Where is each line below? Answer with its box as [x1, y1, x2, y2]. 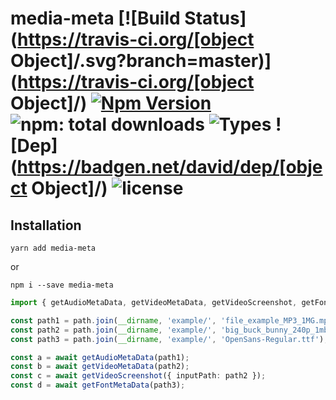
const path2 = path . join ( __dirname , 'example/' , [10, 325, 217, 335]
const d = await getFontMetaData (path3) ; [10, 380, 186, 391]
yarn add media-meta [10, 243, 97, 253]
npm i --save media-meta [10, 280, 114, 290]
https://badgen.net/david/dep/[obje [16, 156, 323, 179]
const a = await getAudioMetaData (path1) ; [10, 352, 190, 362]
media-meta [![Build [10, 7, 181, 30]
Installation [10, 217, 82, 234]
